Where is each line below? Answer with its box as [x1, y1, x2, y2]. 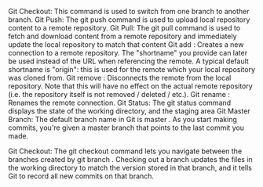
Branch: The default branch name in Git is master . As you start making [8, 115, 237, 124]
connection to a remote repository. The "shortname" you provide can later [8, 49, 248, 57]
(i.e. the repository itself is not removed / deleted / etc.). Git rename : [8, 90, 230, 99]
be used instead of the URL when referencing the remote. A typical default [8, 56, 249, 66]
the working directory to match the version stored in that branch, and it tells [8, 164, 253, 172]
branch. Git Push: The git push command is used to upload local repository [8, 15, 250, 24]
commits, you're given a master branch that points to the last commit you [8, 123, 245, 132]
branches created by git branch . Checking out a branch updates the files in [8, 155, 253, 164]
